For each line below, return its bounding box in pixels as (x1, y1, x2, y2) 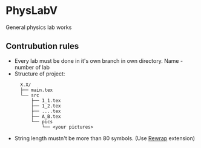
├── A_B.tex (30, 113, 61, 120)
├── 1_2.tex (30, 103, 61, 109)
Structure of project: (14, 70, 65, 77)
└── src (20, 92, 40, 98)
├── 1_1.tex (30, 97, 61, 103)
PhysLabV (5, 4, 58, 18)
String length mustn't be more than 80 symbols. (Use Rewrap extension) (14, 134, 195, 142)
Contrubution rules (5, 41, 79, 51)
